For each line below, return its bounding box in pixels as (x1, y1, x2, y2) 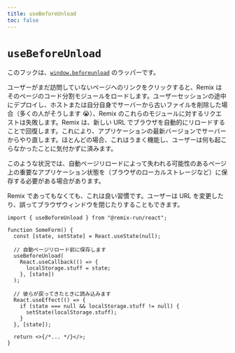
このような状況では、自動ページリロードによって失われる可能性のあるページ (7, 159, 227, 168)
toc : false (7, 17, 39, 24)
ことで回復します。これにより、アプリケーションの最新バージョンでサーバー (7, 127, 227, 135)
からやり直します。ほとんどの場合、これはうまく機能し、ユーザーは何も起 (7, 136, 221, 144)
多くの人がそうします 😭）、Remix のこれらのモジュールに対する (19, 109, 204, 118)
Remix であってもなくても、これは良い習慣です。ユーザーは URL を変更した (7, 192, 224, 200)
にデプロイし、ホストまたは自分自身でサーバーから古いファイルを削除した (7, 101, 222, 109)
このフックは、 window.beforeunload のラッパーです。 (7, 68, 159, 77)
